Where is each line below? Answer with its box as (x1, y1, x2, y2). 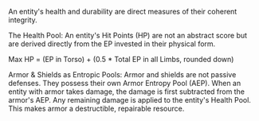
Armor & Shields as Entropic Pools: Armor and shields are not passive (8, 70, 237, 79)
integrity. (8, 15, 37, 25)
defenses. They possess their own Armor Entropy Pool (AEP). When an (8, 79, 241, 88)
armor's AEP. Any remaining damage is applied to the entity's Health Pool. (8, 96, 251, 104)
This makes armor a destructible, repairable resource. (8, 103, 185, 113)
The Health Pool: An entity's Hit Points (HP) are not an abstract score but (8, 31, 248, 40)
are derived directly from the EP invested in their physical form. (8, 39, 216, 49)
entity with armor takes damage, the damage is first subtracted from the (8, 87, 245, 96)
